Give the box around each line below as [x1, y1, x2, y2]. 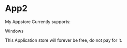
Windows [5, 28, 24, 34]
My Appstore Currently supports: [5, 19, 71, 24]
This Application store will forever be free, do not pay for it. [5, 37, 123, 43]
